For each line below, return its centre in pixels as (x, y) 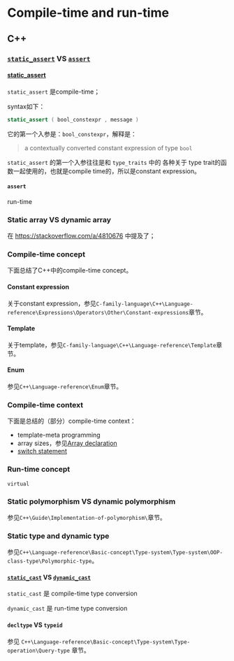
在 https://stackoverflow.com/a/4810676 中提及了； (81, 236)
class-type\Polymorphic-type (50, 561)
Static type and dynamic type (58, 536)
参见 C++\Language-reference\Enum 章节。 (65, 386)
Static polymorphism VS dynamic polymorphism (92, 501)
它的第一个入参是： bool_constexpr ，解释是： (72, 133)
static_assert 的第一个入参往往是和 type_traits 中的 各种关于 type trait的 (114, 162)
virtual (19, 484)
